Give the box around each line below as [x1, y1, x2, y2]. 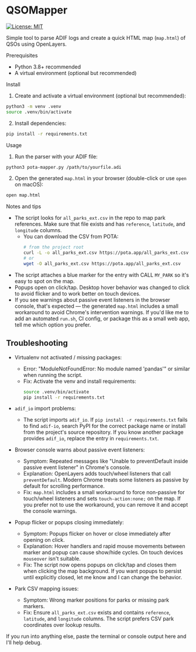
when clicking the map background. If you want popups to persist [23, 568, 182, 575]
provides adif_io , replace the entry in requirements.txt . [23, 435, 159, 442]
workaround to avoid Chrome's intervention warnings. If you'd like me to [14, 308, 189, 315]
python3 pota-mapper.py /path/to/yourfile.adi [6, 164, 122, 170]
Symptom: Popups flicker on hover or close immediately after [23, 530, 171, 537]
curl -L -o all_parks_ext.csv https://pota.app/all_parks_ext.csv [23, 250, 189, 256]
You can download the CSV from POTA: [23, 233, 119, 240]
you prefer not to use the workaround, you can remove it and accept [23, 501, 188, 508]
